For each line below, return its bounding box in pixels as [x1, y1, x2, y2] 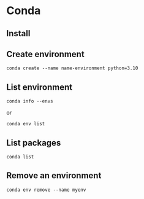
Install [6, 28, 31, 39]
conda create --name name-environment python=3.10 [6, 65, 138, 71]
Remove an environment [6, 170, 102, 181]
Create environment [6, 49, 85, 59]
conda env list [6, 121, 45, 127]
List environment [6, 82, 72, 92]
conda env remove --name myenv [6, 187, 86, 193]
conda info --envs [6, 98, 53, 104]
